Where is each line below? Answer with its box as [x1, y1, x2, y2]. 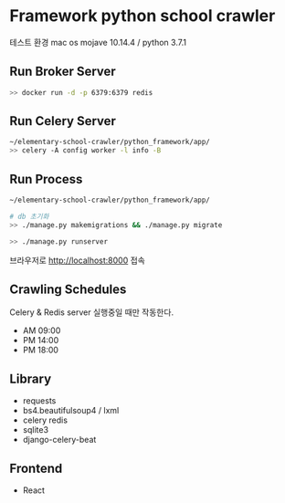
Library [9, 371, 52, 386]
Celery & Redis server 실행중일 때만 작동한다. [9, 307, 174, 318]
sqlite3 [22, 424, 48, 435]
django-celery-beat [22, 435, 97, 445]
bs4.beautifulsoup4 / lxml [22, 405, 120, 416]
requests [22, 395, 57, 406]
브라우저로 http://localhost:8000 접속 [9, 255, 146, 266]
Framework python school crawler [9, 5, 276, 26]
